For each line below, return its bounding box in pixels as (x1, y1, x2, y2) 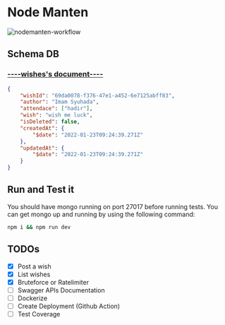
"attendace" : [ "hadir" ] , (20, 105, 93, 112)
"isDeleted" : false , (20, 118, 80, 125)
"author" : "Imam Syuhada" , (20, 98, 99, 106)
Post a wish (17, 262, 51, 271)
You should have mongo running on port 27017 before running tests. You (7, 202, 219, 211)
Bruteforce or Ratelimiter (17, 278, 90, 286)
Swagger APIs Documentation (17, 285, 105, 294)
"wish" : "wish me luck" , (20, 112, 93, 119)
